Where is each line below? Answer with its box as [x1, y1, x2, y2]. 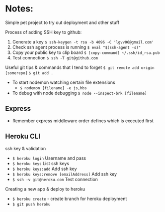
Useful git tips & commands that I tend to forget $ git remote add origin [5, 64, 155, 70]
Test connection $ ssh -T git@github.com [12, 54, 98, 60]
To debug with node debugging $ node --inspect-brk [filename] [12, 90, 148, 96]
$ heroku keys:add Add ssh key [12, 166, 77, 172]
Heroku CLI [5, 132, 41, 141]
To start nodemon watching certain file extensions [12, 79, 115, 85]
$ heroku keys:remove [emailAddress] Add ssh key [12, 171, 117, 177]
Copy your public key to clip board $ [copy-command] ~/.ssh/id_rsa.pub [12, 49, 160, 55]
